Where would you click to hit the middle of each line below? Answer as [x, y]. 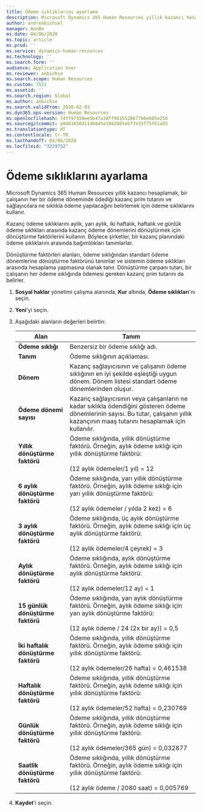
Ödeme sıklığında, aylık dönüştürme [120, 558]
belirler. [16, 280]
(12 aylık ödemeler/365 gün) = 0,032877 [128, 748]
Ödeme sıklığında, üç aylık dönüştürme [124, 518]
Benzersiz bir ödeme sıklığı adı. [113, 346]
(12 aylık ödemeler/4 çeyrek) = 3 [116, 548]
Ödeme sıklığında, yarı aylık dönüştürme [126, 598]
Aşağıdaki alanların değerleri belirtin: [60, 321]
